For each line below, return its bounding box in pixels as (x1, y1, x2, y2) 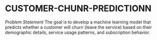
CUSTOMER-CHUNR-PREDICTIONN (5, 3, 152, 14)
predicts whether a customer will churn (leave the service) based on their (5, 24, 152, 30)
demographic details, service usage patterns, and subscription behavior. (5, 29, 151, 35)
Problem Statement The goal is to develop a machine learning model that (5, 19, 151, 25)
